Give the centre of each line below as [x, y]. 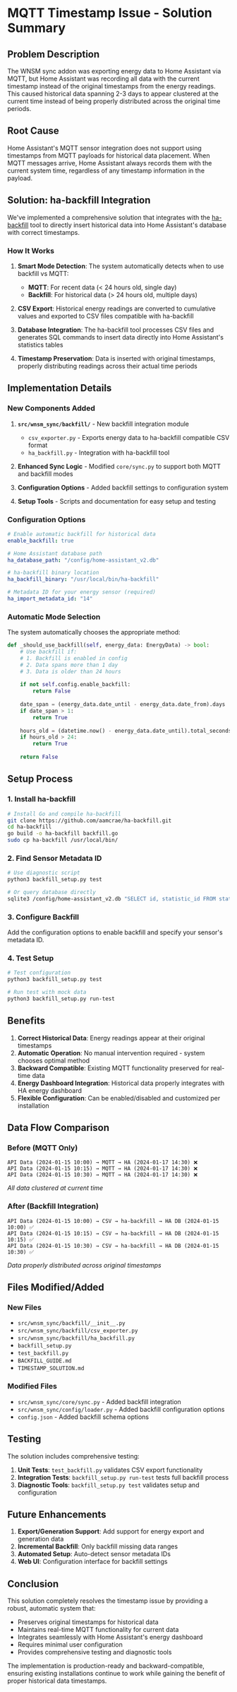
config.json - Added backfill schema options [83, 1417]
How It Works [31, 250]
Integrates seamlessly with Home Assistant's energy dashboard [110, 1637]
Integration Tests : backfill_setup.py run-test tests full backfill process [123, 1477]
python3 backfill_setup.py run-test [61, 999]
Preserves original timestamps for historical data [88, 1622]
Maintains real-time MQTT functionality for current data [98, 1630]
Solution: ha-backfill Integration [79, 201]
